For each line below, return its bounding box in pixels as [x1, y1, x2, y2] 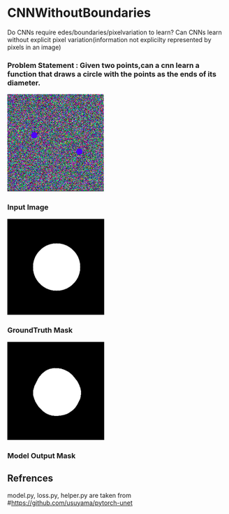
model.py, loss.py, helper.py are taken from [7, 491, 131, 499]
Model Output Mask [7, 450, 76, 460]
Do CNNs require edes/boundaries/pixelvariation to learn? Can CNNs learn [7, 28, 222, 36]
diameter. [7, 78, 40, 88]
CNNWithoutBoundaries [7, 5, 152, 21]
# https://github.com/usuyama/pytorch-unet [7, 499, 133, 507]
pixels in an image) [7, 43, 61, 51]
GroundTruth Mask [7, 326, 73, 335]
